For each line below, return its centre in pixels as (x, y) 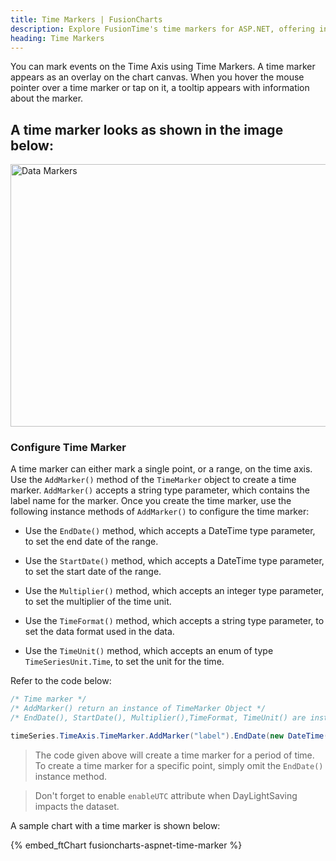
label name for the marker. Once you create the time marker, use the (151, 501)
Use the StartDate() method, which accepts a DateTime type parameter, (174, 561)
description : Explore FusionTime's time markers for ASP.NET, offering (162, 29)
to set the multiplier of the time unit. (98, 602)
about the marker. (47, 98)
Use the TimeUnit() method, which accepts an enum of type (149, 651)
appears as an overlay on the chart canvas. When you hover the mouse (157, 77)
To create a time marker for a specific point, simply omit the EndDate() (179, 765)
